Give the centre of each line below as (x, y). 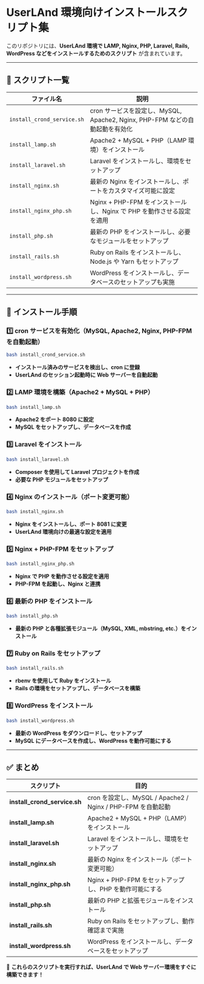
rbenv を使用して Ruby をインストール (63, 681)
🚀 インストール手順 (42, 312)
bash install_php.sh (32, 616)
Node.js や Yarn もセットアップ (134, 261)
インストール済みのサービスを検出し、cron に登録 (77, 367)
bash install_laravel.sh (38, 459)
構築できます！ (25, 975)
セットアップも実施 (147, 282)
